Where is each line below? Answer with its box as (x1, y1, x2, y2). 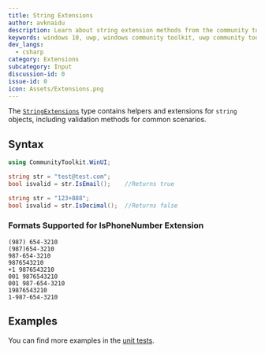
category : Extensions (8, 56, 80, 64)
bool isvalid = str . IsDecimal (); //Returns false (8, 202, 178, 210)
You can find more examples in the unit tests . (8, 336, 155, 345)
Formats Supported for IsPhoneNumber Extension (8, 220, 204, 231)
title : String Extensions (8, 11, 93, 20)
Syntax (8, 137, 44, 150)
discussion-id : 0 (8, 70, 65, 78)
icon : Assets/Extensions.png (8, 84, 104, 93)
